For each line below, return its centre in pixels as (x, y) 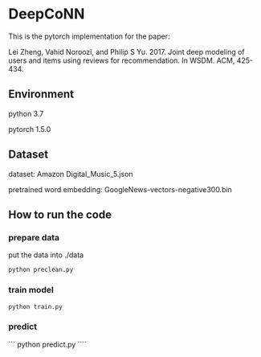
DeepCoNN (47, 14)
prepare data (34, 237)
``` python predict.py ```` (47, 344)
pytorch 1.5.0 (30, 129)
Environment (41, 94)
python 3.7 (26, 113)
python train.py (35, 306)
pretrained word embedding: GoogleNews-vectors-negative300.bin (120, 189)
